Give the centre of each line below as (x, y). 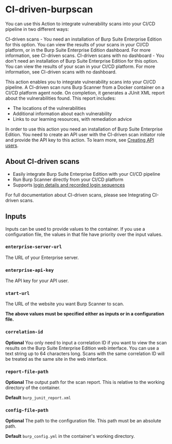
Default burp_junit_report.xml (38, 398)
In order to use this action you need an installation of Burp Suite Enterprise (84, 129)
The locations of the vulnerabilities (49, 108)
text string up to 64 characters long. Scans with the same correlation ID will (85, 354)
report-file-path (27, 372)
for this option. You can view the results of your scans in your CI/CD (77, 44)
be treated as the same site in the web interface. (56, 359)
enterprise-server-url (34, 247)
